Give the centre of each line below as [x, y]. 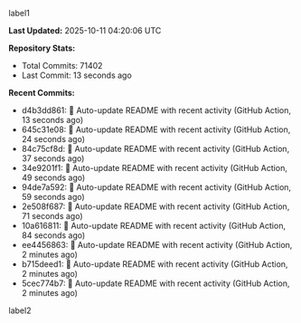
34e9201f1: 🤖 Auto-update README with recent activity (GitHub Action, [155, 168]
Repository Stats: [42, 48]
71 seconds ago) [52, 216]
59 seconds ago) [53, 197]
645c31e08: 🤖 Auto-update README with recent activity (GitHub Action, [156, 129]
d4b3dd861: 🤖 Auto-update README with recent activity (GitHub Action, [156, 110]
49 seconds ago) [53, 177]
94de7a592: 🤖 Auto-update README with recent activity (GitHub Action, [156, 187]
